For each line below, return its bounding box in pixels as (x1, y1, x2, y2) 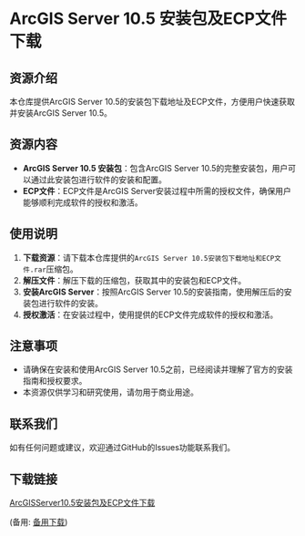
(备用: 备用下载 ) (9, 517, 68, 528)
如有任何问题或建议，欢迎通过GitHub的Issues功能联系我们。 (9, 442, 236, 453)
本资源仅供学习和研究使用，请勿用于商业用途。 (22, 387, 198, 397)
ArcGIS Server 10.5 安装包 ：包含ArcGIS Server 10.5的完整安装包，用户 (22, 162, 289, 173)
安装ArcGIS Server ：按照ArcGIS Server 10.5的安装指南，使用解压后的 (22, 286, 285, 297)
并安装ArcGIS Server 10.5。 (9, 108, 112, 119)
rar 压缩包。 (33, 263, 79, 274)
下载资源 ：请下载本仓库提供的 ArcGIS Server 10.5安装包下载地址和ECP (22, 252, 275, 263)
